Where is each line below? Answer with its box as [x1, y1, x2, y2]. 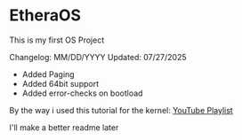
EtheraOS [9, 5, 82, 26]
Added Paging [21, 68, 75, 80]
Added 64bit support [21, 78, 100, 89]
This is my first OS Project [9, 35, 105, 45]
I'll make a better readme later [9, 121, 119, 133]
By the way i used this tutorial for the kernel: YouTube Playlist [9, 105, 233, 115]
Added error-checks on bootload [21, 88, 143, 98]
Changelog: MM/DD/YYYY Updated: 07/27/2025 [9, 51, 187, 62]
